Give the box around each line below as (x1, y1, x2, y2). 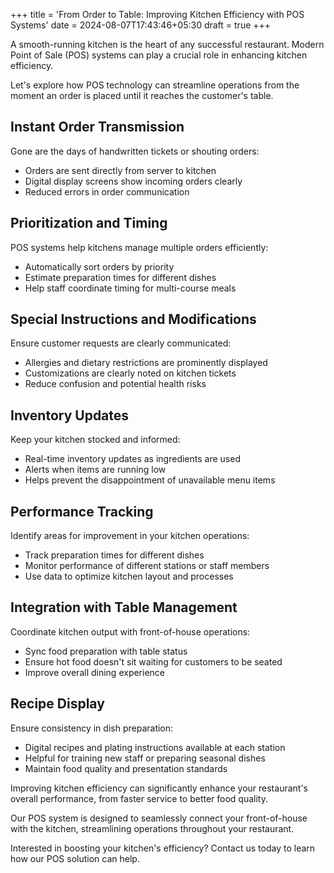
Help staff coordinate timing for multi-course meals (24, 282, 237, 294)
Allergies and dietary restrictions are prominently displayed (24, 357, 268, 369)
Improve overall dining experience (24, 666, 166, 678)
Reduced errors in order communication (24, 185, 190, 198)
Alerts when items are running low (24, 464, 167, 476)
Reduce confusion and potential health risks (24, 378, 207, 390)
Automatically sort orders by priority (24, 260, 175, 273)
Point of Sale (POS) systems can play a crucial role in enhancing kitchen (10, 49, 308, 61)
